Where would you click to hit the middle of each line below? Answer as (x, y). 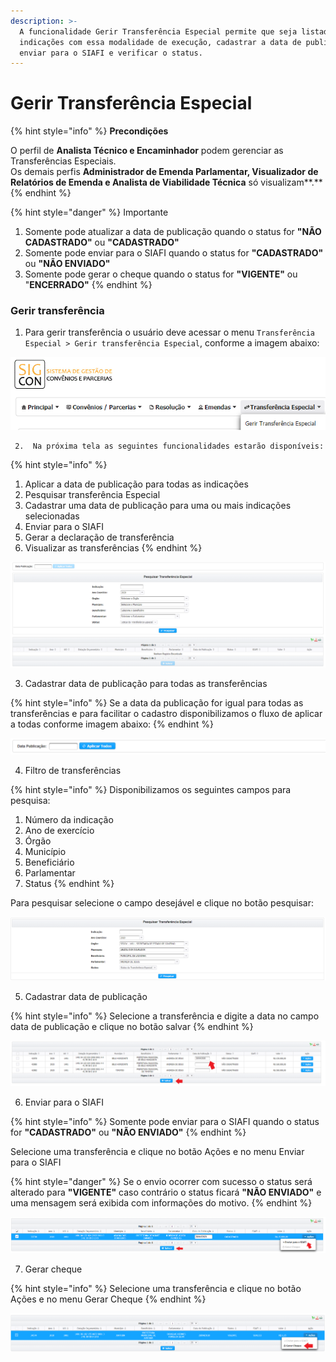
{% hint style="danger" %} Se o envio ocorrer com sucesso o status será (161, 1181)
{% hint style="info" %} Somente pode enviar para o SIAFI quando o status (165, 1121)
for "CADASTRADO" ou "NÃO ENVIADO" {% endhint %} (128, 1132)
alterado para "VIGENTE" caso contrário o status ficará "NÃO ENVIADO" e (166, 1192)
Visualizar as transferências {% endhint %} (113, 547)
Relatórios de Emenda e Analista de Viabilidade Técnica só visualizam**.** (166, 182)
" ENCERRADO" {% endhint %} (88, 285)
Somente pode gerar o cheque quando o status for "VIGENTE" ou (161, 274)
